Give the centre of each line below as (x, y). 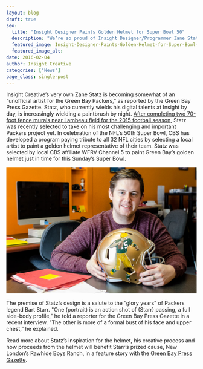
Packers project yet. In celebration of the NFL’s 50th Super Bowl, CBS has (98, 133)
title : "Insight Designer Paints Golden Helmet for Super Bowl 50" (98, 32)
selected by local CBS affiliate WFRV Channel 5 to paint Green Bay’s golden (100, 152)
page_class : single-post (37, 77)
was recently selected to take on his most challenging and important (91, 126)
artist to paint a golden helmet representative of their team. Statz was (93, 146)
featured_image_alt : (37, 51)
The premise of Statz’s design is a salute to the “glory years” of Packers (95, 303)
